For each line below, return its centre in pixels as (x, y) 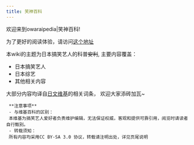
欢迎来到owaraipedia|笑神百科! (43, 29)
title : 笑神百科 (24, 11)
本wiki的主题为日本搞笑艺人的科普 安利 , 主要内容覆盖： (71, 54)
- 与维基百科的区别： (31, 112)
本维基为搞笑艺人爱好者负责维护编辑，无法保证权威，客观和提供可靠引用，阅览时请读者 (98, 118)
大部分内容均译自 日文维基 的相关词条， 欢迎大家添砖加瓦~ (76, 93)
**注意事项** (23, 106)
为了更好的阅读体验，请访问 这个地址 (50, 41)
